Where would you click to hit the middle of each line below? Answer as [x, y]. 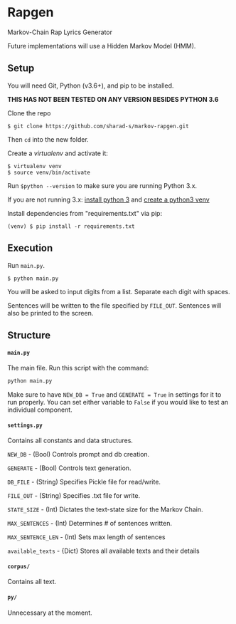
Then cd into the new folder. [48, 139]
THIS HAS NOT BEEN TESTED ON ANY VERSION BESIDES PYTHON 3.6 [113, 99]
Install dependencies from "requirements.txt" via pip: [85, 213]
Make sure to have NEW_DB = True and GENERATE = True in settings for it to [114, 395]
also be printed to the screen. [50, 313]
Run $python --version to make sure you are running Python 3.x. [102, 185]
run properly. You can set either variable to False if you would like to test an [118, 402]
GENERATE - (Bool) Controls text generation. [69, 468]
